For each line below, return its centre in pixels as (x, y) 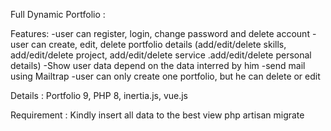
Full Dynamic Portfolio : (58, 14)
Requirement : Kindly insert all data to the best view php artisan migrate (157, 115)
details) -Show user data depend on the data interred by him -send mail (158, 65)
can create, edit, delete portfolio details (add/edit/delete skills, (159, 44)
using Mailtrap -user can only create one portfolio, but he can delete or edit (165, 76)
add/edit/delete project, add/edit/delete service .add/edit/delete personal (161, 55)
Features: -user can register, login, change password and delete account (160, 33)
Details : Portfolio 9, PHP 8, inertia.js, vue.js (99, 95)
